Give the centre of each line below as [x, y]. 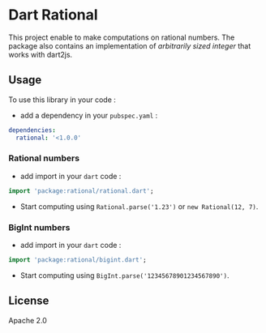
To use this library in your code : [62, 100]
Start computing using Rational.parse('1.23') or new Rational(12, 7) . [139, 206]
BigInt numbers [39, 227]
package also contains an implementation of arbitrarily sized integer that [130, 45]
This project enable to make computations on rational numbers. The [122, 37]
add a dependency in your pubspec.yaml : [89, 115]
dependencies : [32, 130]
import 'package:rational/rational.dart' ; [81, 191]
